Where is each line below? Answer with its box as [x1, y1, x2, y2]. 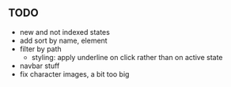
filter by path [19, 43, 62, 54]
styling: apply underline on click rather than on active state [31, 52, 223, 62]
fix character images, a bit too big [19, 69, 130, 78]
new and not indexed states [19, 27, 111, 36]
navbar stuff [19, 61, 60, 70]
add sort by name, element [19, 36, 108, 45]
